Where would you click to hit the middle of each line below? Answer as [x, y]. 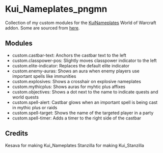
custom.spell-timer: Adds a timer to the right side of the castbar [77, 118]
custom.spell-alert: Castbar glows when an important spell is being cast [85, 102]
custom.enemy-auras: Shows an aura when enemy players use [76, 71]
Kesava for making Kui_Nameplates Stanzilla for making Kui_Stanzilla [75, 145]
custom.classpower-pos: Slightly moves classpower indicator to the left [84, 61]
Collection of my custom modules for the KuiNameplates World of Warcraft [81, 23]
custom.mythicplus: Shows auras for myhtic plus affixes [69, 87]
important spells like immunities [44, 76]
